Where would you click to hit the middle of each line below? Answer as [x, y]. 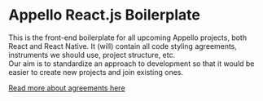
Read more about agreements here [67, 88]
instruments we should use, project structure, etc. [92, 55]
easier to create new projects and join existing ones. [96, 72]
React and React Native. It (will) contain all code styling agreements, [123, 46]
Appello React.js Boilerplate [105, 15]
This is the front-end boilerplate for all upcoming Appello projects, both [127, 37]
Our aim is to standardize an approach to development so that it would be [131, 64]
